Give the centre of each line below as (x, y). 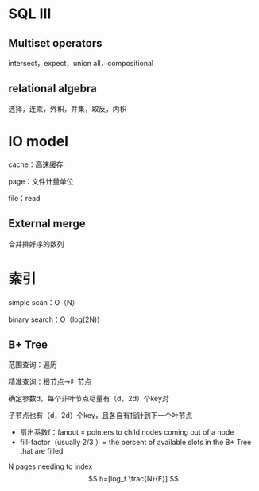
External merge (47, 224)
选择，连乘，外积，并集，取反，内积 (68, 109)
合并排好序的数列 (36, 244)
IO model (39, 141)
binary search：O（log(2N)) (54, 319)
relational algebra (52, 89)
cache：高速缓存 (36, 164)
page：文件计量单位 (41, 181)
